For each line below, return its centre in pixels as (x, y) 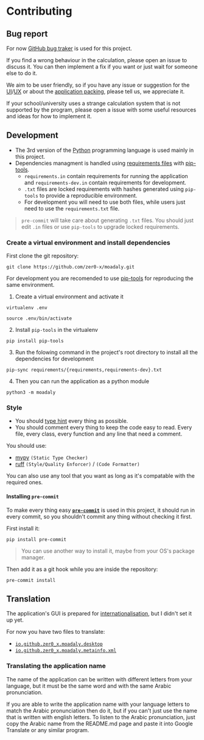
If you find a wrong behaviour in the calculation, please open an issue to (97, 60)
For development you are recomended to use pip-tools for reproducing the (100, 278)
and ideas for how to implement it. (49, 116)
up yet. (15, 620)
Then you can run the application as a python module (82, 381)
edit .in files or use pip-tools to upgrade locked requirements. (100, 226)
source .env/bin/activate (39, 318)
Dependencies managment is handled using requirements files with (100, 163)
